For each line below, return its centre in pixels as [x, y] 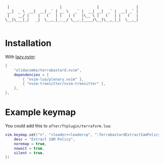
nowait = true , [29, 148]
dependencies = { [31, 75]
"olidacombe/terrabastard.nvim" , [48, 70]
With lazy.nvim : [20, 56]
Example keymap [41, 112]
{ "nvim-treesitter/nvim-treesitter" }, [64, 84]
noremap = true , [31, 144]
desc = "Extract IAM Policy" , [45, 139]
